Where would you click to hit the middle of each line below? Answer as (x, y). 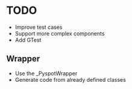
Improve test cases (39, 27)
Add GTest (28, 40)
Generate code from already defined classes (71, 79)
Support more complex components (60, 33)
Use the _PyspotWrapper (46, 73)
